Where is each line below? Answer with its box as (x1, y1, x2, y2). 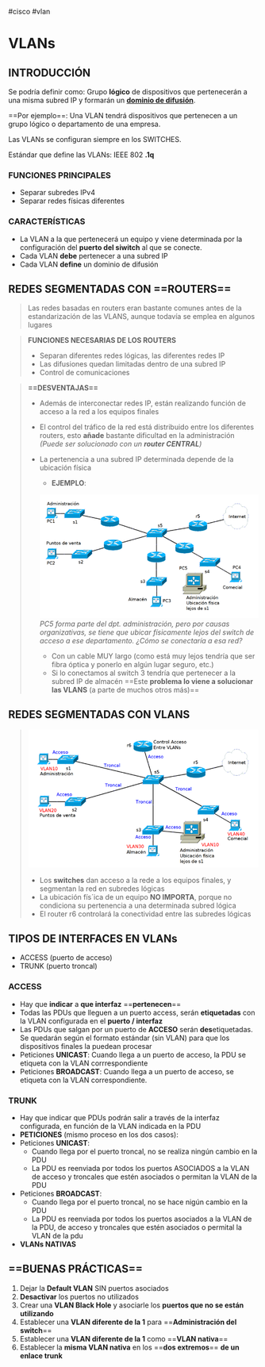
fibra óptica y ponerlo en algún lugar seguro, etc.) (51, 660, 214, 670)
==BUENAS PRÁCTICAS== (8, 1262, 143, 1276)
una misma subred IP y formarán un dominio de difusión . (8, 95, 196, 105)
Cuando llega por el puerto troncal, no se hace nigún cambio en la (31, 1197, 248, 1207)
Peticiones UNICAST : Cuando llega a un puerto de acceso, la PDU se (19, 1050, 246, 1059)
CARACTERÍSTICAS (8, 216, 86, 227)
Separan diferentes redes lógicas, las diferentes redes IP (39, 351, 225, 360)
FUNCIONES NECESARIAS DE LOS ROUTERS (27, 336, 177, 345)
